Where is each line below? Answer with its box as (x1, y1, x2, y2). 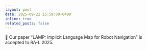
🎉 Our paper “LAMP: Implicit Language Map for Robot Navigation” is (5, 34, 143, 40)
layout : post (5, 7, 32, 12)
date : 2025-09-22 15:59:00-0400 (5, 12, 71, 17)
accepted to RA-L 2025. (5, 40, 53, 46)
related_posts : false (5, 21, 49, 26)
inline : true (5, 16, 32, 21)
